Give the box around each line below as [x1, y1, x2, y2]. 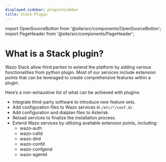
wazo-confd [19, 141, 45, 147]
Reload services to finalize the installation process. [12, 115, 116, 121]
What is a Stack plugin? [5, 48, 104, 59]
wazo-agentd [19, 152, 48, 158]
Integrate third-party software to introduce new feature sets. [12, 99, 136, 105]
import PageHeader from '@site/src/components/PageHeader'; [5, 31, 135, 37]
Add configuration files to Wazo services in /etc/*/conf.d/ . [12, 104, 134, 110]
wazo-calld [19, 130, 43, 136]
